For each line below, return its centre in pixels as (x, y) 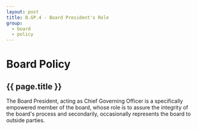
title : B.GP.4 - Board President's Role (58, 18)
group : (14, 23)
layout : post (23, 12)
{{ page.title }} (34, 86)
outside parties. (26, 120)
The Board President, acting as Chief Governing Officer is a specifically (95, 101)
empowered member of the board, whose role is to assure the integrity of (97, 108)
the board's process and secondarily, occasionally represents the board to (98, 114)
